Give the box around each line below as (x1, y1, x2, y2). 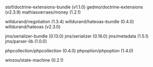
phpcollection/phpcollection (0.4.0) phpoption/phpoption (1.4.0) (5, 48, 133, 53)
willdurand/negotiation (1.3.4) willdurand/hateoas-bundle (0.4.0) (5, 19, 134, 24)
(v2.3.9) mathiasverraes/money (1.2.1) (5, 9, 81, 15)
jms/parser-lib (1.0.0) (5, 38, 47, 44)
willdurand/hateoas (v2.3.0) (5, 24, 61, 30)
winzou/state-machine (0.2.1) (5, 57, 64, 63)
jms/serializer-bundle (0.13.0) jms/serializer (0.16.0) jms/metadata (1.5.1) (5, 33, 149, 39)
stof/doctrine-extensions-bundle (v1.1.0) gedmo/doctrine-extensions (5, 4, 143, 10)
